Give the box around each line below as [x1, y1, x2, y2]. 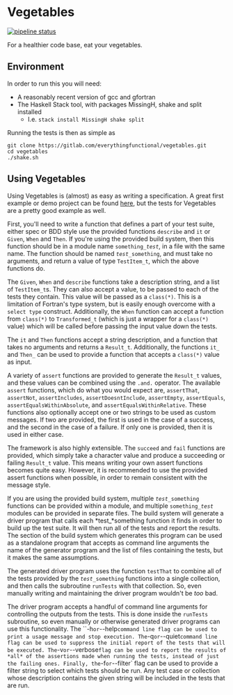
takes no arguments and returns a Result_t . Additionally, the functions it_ [7, 342, 220, 351]
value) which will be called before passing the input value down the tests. [7, 321, 218, 330]
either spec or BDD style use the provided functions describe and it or [7, 227, 211, 235]
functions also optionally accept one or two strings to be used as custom [7, 408, 216, 416]
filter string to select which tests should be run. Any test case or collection [7, 666, 220, 675]
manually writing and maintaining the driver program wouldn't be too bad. [7, 589, 218, 597]
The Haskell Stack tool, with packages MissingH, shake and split [17, 100, 202, 109]
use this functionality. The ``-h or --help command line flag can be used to [7, 624, 218, 633]
